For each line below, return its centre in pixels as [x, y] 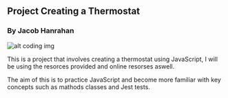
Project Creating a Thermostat [73, 11]
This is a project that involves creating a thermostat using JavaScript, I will [113, 59]
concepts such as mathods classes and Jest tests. [79, 87]
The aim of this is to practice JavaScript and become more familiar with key [114, 79]
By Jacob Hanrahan [41, 31]
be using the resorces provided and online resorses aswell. [91, 66]
